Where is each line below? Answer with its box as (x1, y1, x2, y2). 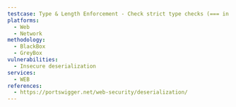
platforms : (7, 17, 40, 24)
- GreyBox (13, 50, 42, 57)
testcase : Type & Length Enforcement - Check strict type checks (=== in (7, 10, 230, 18)
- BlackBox (13, 43, 46, 50)
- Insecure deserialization (13, 63, 97, 70)
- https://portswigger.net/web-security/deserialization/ (13, 89, 189, 96)
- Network (13, 30, 42, 37)
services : (7, 69, 37, 76)
